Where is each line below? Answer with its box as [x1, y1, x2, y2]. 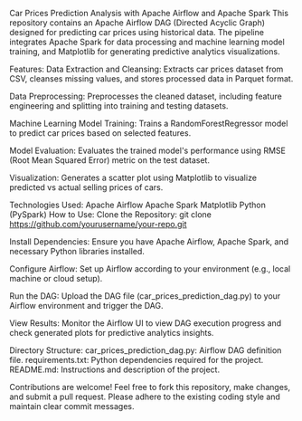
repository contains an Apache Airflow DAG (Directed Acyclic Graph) [9, 17, 265, 28]
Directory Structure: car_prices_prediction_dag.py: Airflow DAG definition [9, 345, 282, 356]
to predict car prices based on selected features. [9, 128, 192, 139]
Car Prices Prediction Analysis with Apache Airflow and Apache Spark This [9, 8, 289, 18]
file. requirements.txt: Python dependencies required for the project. [9, 355, 264, 365]
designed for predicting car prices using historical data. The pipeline [9, 27, 265, 37]
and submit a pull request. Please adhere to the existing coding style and [9, 391, 280, 402]
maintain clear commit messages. [9, 401, 135, 411]
